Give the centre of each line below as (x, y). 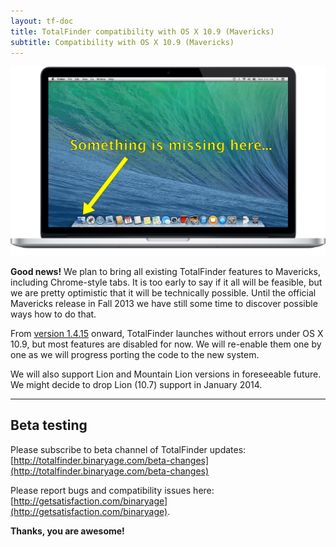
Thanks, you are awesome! (67, 531)
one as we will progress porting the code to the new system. (135, 355)
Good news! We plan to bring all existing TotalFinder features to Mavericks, (166, 272)
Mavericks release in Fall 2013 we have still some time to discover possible (164, 304)
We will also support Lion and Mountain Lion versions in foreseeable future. (166, 374)
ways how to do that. (53, 314)
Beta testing (49, 425)
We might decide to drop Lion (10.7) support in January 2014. (136, 385)
